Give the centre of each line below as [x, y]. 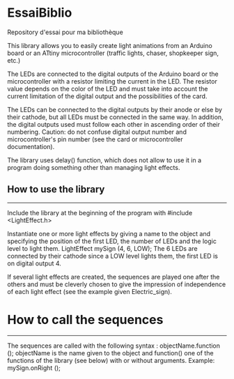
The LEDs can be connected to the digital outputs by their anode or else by [115, 109]
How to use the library [56, 189]
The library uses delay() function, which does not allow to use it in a [104, 160]
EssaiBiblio [40, 13]
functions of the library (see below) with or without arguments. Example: [111, 360]
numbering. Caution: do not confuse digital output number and [97, 132]
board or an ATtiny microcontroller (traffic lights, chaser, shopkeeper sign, [113, 53]
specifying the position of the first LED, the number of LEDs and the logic [112, 241]
